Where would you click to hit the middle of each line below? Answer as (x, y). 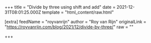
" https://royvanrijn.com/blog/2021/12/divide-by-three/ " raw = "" (69, 27)
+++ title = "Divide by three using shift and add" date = (60, 7)
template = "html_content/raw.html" (78, 12)
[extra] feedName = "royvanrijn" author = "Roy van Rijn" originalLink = (75, 22)
